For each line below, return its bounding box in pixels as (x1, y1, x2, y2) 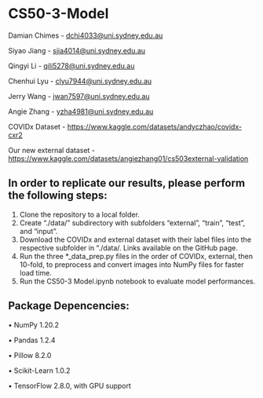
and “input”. (19, 226, 58, 236)
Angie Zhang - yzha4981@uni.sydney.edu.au (8, 107, 154, 116)
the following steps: (8, 189, 108, 203)
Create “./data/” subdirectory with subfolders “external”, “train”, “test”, (19, 217, 246, 228)
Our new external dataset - (8, 145, 96, 155)
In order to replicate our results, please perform (8, 177, 246, 190)
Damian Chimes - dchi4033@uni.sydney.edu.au (8, 31, 163, 40)
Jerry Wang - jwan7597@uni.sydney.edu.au (8, 91, 151, 100)
